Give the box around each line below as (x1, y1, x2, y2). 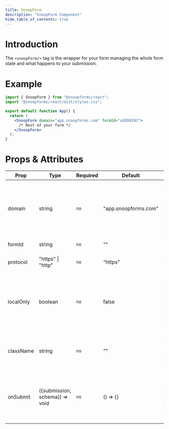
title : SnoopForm (5, 7, 42, 13)
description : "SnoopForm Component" (5, 12, 82, 17)
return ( (10, 113, 28, 118)
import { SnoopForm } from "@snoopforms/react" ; (5, 95, 109, 100)
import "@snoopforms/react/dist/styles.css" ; (5, 99, 102, 105)
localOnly (8, 298, 30, 305)
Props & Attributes (5, 154, 84, 165)
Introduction (5, 38, 58, 50)
